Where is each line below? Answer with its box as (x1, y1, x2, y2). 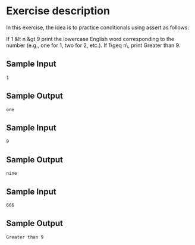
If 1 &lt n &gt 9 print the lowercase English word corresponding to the (6, 35, 175, 42)
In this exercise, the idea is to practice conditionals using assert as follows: (6, 24, 189, 31)
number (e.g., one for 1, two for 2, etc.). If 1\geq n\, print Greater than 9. (6, 42, 181, 49)
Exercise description (6, 4, 110, 18)
